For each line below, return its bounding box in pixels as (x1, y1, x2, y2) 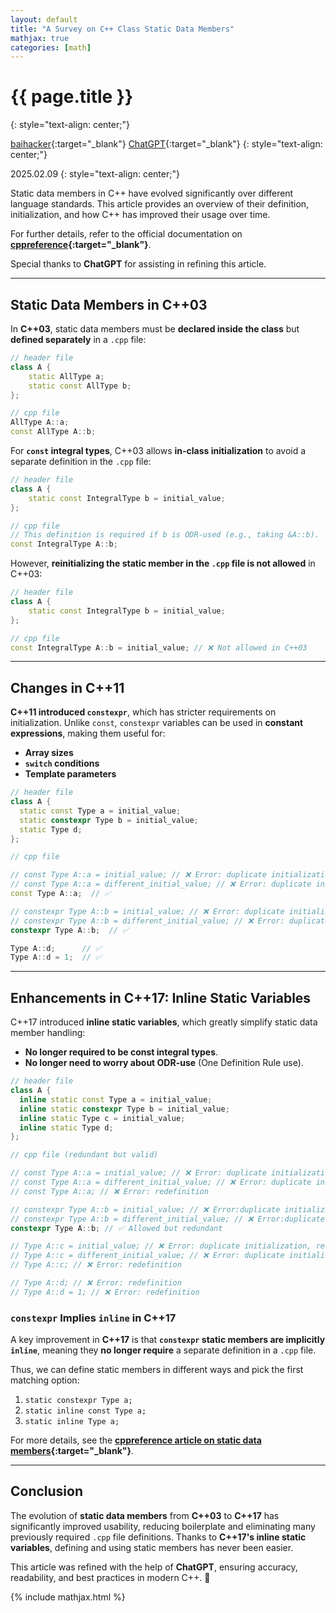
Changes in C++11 (10, 679, 125, 696)
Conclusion (10, 1483, 84, 1500)
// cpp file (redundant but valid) (10, 1150, 159, 1160)
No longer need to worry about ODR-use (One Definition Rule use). (24, 1057, 304, 1069)
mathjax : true (10, 33, 70, 43)
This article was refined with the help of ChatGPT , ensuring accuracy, (10, 1561, 298, 1573)
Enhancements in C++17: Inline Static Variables (10, 989, 312, 1006)
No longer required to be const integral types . (24, 1046, 219, 1058)
